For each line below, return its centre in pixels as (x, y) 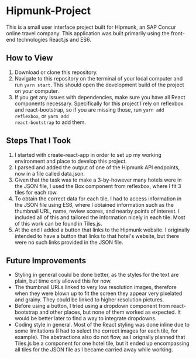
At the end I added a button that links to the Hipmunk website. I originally (102, 230)
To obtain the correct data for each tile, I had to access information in (98, 199)
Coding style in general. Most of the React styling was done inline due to (102, 325)
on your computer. (37, 91)
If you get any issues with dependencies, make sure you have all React (100, 97)
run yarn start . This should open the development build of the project (99, 85)
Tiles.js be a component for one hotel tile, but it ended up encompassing (102, 343)
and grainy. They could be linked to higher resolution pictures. (89, 300)
